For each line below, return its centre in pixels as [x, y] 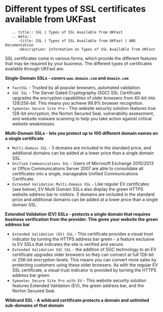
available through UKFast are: [35, 69]
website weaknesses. [34, 124]
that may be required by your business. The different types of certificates [79, 63]
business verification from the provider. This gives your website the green [81, 219]
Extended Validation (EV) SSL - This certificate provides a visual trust [82, 234]
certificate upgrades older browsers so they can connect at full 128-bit [83, 255]
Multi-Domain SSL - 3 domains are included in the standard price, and [81, 147]
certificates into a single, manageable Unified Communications [75, 173]
